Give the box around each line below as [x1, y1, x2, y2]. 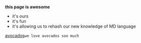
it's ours [12, 13, 29, 19]
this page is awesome [5, 4, 50, 10]
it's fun [12, 19, 27, 24]
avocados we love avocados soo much [5, 33, 79, 38]
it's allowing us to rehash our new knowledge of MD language [12, 23, 136, 29]
